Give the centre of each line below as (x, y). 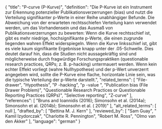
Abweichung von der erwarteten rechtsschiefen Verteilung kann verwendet (81, 22)
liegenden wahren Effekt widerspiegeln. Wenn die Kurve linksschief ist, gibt (81, 43)
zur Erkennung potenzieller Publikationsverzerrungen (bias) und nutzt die (79, 12)
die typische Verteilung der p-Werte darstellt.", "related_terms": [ (70, 80)
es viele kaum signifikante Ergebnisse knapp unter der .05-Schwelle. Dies (79, 49)
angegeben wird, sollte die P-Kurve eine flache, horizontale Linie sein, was (80, 75)
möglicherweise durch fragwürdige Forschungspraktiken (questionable (77, 59)
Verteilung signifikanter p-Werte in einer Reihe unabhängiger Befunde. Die (80, 17)
